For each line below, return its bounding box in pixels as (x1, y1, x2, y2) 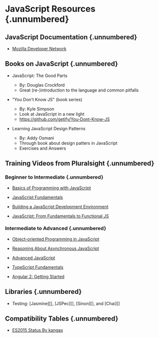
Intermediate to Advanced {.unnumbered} (5, 225, 107, 232)
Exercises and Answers (19, 145, 66, 151)
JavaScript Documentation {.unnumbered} (5, 33, 137, 41)
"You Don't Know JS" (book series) (12, 96, 82, 102)
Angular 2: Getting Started (12, 274, 64, 279)
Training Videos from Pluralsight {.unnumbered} (5, 159, 155, 168)
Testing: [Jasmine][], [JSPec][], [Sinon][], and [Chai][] (12, 300, 120, 306)
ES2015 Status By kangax (12, 327, 64, 333)
